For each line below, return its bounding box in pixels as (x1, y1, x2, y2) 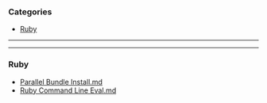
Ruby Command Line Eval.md (19, 86, 117, 95)
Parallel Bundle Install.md (19, 77, 103, 86)
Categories (8, 6, 52, 17)
